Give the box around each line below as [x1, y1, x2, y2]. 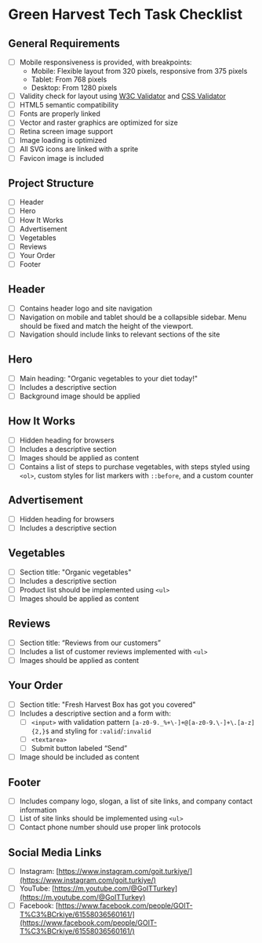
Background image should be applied [19, 391, 140, 401]
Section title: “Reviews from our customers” [19, 638, 161, 647]
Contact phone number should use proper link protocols [19, 822, 202, 832]
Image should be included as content [19, 752, 140, 762]
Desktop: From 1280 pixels [31, 83, 118, 93]
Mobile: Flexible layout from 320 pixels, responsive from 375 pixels [31, 67, 248, 76]
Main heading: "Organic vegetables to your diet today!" [19, 373, 198, 383]
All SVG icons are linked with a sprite [19, 144, 139, 154]
